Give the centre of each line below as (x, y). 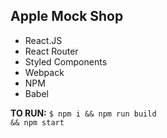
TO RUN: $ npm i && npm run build (83, 113)
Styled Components (66, 61)
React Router (51, 51)
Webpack (44, 72)
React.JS (43, 40)
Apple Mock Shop (67, 16)
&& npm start (37, 122)
